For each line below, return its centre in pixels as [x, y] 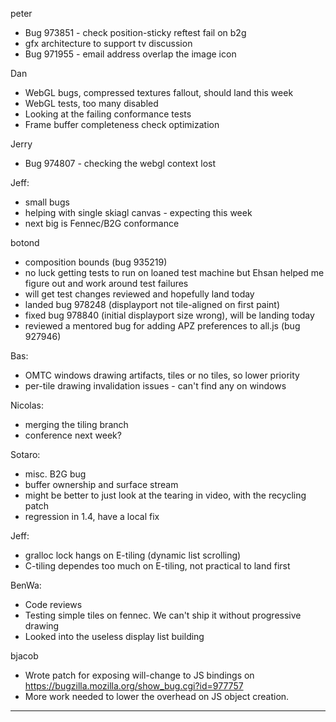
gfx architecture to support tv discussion [108, 43]
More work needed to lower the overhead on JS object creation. [157, 696]
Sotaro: [25, 454]
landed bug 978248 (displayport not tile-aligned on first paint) [152, 304]
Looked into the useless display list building [114, 636]
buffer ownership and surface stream [101, 484]
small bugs [47, 202]
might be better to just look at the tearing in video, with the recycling [165, 495]
